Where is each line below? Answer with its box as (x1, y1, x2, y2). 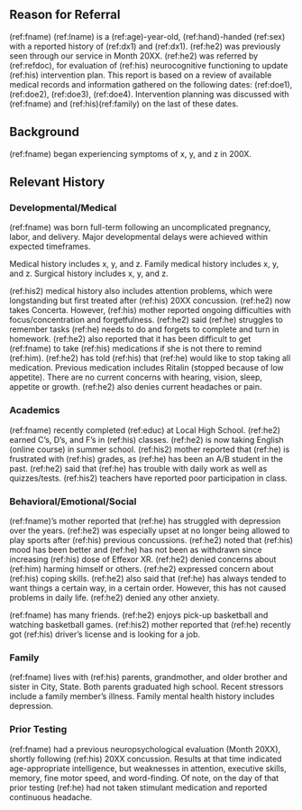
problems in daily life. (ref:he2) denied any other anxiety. (9, 592, 220, 603)
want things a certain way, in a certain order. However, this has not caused (9, 582, 287, 594)
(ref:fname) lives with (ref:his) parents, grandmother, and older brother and (9, 672, 288, 683)
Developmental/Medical (9, 201, 117, 214)
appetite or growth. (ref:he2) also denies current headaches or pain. (9, 382, 262, 392)
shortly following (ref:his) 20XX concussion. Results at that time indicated (9, 753, 282, 764)
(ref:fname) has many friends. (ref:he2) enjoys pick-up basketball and (9, 609, 269, 621)
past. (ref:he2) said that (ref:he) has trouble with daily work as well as (9, 463, 268, 474)
